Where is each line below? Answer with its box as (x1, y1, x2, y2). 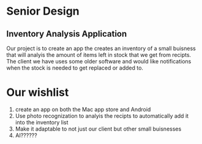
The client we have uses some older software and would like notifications (6, 58, 192, 65)
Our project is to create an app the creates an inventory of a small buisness (6, 45, 196, 52)
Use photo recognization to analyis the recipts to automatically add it (15, 112, 189, 120)
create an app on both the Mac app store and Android (15, 106, 151, 113)
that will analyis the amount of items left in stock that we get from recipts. (6, 51, 192, 59)
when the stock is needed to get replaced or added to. (6, 64, 144, 71)
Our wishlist (6, 85, 69, 99)
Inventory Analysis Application (6, 29, 127, 39)
